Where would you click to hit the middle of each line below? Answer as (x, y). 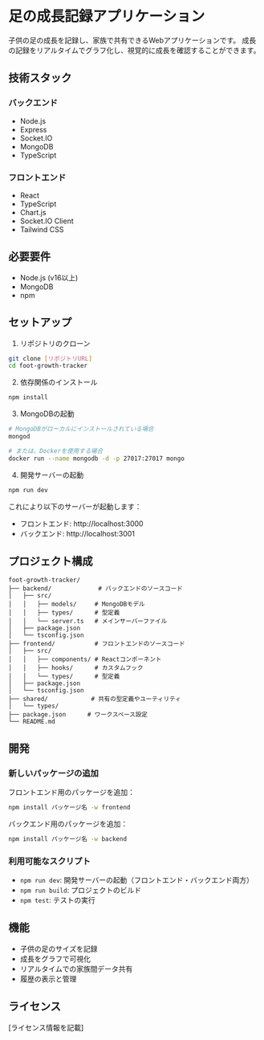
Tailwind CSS (42, 229)
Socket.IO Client (47, 221)
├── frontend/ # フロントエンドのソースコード (97, 644)
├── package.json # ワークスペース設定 (78, 715)
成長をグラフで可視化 (55, 958)
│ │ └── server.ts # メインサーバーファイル (88, 622)
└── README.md (32, 722)
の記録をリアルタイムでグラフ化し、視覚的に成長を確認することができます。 (134, 50)
